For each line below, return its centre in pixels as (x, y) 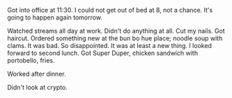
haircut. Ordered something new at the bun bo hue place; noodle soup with (115, 38)
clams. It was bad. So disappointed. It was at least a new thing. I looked (110, 46)
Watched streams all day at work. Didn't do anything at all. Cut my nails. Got (116, 31)
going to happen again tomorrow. (55, 17)
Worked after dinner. (37, 74)
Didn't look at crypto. (38, 87)
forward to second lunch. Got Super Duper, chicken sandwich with (103, 53)
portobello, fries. (31, 60)
